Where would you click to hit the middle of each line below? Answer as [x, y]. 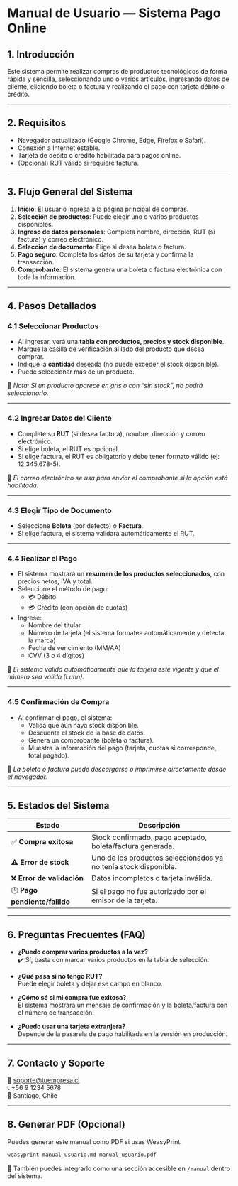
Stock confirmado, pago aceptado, [149, 838]
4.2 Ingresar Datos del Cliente [59, 419]
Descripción [159, 826]
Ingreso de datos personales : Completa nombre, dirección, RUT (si [116, 232]
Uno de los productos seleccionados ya [158, 858]
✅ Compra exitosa [42, 842]
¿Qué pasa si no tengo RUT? [60, 976]
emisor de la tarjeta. [125, 900]
